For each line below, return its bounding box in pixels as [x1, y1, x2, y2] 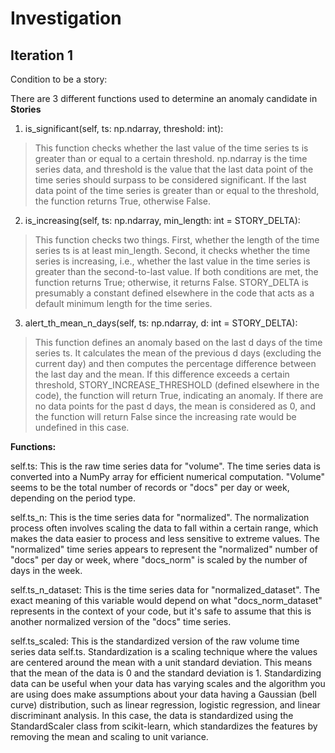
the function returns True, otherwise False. [34, 195, 212, 207]
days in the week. [10, 565, 83, 576]
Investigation [10, 7, 122, 30]
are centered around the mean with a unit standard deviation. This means [10, 657, 313, 668]
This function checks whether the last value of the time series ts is [34, 142, 309, 154]
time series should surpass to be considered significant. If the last [34, 174, 307, 186]
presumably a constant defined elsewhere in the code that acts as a [34, 287, 315, 299]
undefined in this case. [34, 422, 130, 433]
